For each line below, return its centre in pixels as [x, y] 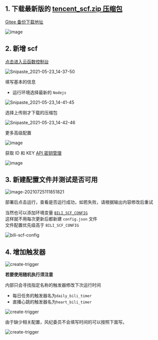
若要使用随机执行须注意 [29, 274]
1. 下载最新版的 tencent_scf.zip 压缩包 [64, 9]
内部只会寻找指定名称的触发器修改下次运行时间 [53, 285]
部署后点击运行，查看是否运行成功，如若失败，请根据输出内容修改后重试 [79, 202]
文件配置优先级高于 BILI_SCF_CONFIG [42, 225]
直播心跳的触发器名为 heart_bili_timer [52, 302]
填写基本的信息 [20, 82]
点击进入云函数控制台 [27, 62]
